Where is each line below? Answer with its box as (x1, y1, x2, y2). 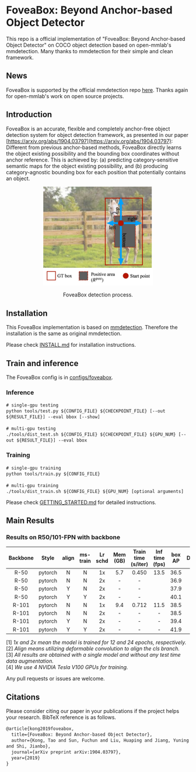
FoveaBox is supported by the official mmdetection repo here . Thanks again (6, 86, 188, 94)
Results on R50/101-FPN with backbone (6, 533, 121, 541)
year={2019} (11, 755, 41, 761)
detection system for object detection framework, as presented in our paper (6, 131, 188, 138)
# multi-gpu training (6, 482, 59, 488)
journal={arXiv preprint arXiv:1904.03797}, (11, 749, 121, 755)
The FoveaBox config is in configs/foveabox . (6, 374, 114, 381)
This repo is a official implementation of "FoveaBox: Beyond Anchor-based (6, 35, 185, 42)
